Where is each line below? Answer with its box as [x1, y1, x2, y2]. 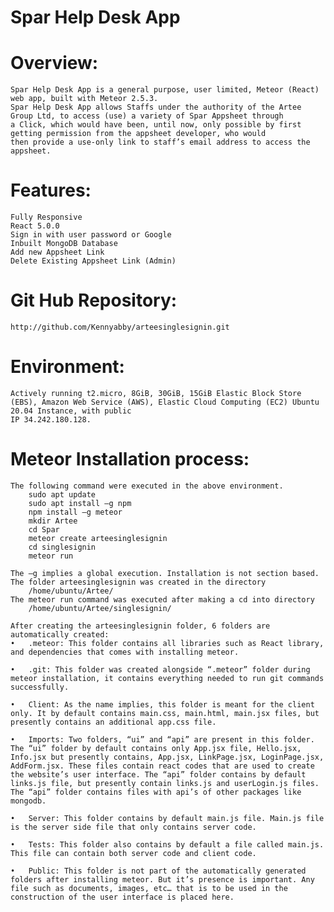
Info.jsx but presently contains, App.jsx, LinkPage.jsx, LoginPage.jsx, [10, 752, 325, 762]
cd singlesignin [28, 542, 97, 552]
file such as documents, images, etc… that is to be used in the [10, 883, 288, 893]
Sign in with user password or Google [10, 230, 172, 240]
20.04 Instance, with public [10, 406, 132, 416]
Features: [10, 179, 92, 202]
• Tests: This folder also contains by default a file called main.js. [10, 839, 325, 850]
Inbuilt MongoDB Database [10, 239, 118, 249]
